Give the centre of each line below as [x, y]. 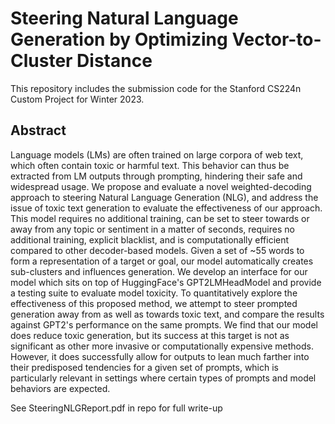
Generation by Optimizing [119, 39]
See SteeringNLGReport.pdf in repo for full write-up [116, 408]
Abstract [38, 130]
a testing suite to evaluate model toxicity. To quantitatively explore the [154, 293]
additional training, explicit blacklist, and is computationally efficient [150, 239]
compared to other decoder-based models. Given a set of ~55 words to [157, 250]
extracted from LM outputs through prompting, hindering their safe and [156, 176]
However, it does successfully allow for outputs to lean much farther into [160, 356]
